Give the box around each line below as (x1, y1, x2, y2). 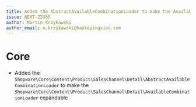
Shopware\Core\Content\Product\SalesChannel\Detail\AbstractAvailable (14, 77, 190, 82)
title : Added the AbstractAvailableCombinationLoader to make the (6, 8, 171, 15)
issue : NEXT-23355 (6, 14, 51, 20)
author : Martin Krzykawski (6, 19, 72, 25)
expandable (40, 94, 68, 101)
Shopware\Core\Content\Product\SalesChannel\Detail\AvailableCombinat (14, 89, 190, 95)
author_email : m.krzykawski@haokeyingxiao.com (6, 25, 121, 31)
